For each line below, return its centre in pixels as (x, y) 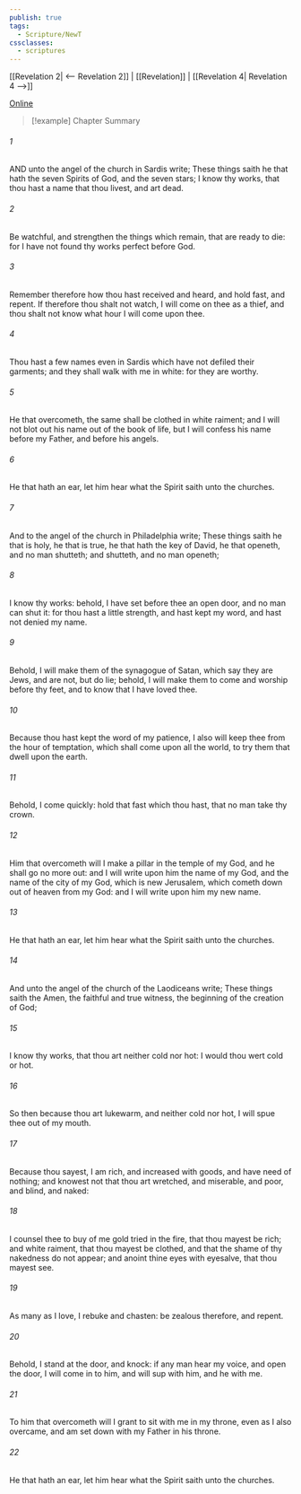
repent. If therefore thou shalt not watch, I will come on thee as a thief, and (147, 304)
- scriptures (42, 51)
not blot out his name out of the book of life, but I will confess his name (140, 429)
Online (21, 103)
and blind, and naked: (49, 1191)
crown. (22, 815)
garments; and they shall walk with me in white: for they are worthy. (134, 371)
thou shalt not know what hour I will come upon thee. (107, 313)
